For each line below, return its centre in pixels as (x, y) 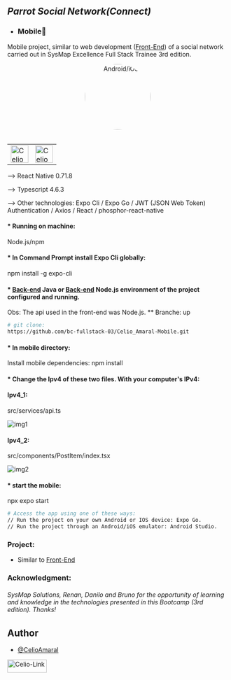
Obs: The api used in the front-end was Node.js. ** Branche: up (99, 312)
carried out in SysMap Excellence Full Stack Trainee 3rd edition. (99, 54)
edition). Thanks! (32, 609)
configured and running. (44, 297)
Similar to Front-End (46, 560)
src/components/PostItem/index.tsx (59, 456)
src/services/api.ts (34, 411)
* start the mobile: (34, 485)
